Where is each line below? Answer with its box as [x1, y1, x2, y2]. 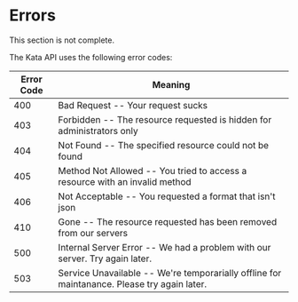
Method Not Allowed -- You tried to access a [58, 164, 247, 177]
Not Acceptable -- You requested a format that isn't [58, 190, 277, 203]
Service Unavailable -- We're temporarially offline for [58, 266, 282, 279]
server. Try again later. [58, 252, 153, 265]
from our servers [58, 226, 129, 239]
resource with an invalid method [58, 175, 192, 187]
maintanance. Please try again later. [58, 277, 208, 290]
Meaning [152, 78, 191, 91]
